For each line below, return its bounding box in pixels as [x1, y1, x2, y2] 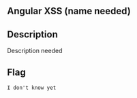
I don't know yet [7, 84, 57, 91]
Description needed [7, 47, 63, 55]
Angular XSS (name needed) [7, 5, 131, 17]
